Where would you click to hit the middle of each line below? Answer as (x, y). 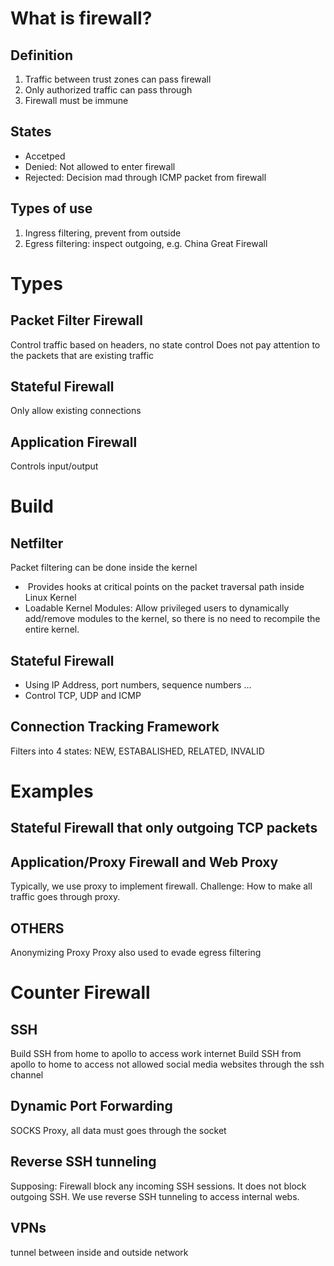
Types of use (51, 208)
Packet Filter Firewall (76, 320)
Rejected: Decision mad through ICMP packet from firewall (145, 177)
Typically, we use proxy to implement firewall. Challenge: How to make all (161, 886)
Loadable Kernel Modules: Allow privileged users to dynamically (157, 608)
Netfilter (37, 543)
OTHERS (37, 928)
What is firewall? (81, 18)
